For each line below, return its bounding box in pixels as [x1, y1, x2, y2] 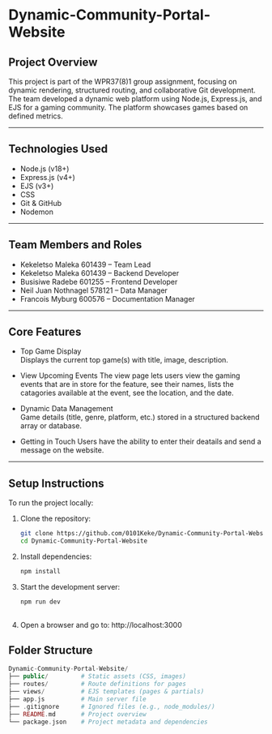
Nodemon [19, 207, 54, 217]
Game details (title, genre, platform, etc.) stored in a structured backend [19, 412, 261, 423]
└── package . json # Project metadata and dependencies [8, 718, 208, 726]
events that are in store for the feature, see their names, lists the [19, 380, 235, 389]
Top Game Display [19, 346, 82, 356]
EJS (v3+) [19, 181, 54, 191]
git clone [19, 530, 54, 538]
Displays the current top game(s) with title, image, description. [19, 355, 229, 365]
